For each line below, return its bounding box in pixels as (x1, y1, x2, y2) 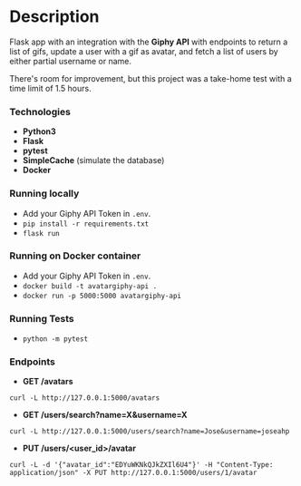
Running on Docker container (9, 249, 141, 262)
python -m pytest (22, 335, 89, 344)
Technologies (9, 105, 71, 118)
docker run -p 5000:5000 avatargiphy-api (22, 291, 181, 300)
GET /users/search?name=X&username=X (22, 410, 188, 421)
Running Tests (9, 312, 74, 325)
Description (9, 6, 100, 27)
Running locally (9, 188, 80, 200)
